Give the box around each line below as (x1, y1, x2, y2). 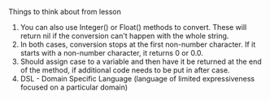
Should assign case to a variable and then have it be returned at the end (20, 56, 262, 66)
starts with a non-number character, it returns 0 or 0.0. (20, 48, 203, 57)
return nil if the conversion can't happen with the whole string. (20, 31, 229, 40)
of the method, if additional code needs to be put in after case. (20, 65, 230, 75)
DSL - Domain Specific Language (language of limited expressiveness (20, 74, 255, 83)
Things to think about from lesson (8, 7, 122, 16)
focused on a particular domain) (20, 82, 128, 92)
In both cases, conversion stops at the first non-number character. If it (20, 40, 256, 49)
